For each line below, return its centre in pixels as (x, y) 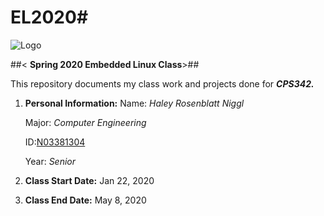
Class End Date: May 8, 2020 (85, 200)
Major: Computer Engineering (85, 122)
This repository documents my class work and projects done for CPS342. (162, 83)
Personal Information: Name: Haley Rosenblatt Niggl (134, 103)
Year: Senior (50, 161)
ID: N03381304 (55, 142)
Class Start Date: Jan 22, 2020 (89, 180)
